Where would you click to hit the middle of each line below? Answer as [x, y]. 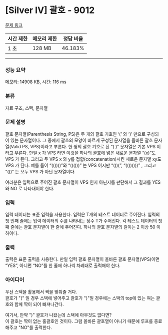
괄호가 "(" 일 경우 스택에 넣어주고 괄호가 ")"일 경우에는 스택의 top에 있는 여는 [80, 298]
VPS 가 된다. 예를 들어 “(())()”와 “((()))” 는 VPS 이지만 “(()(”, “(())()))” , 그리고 [81, 165]
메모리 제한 [45, 39]
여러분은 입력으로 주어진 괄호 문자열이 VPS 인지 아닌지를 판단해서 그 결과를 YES [83, 182]
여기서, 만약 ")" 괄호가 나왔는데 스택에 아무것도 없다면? [58, 315]
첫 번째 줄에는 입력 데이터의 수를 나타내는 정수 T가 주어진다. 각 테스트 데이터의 [81, 221]
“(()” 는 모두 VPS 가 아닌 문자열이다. [40, 171]
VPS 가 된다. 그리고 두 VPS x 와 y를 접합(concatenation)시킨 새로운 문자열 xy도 [83, 159]
